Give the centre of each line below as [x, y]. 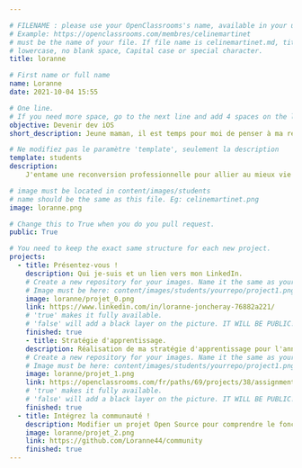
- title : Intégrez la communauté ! [84, 416]
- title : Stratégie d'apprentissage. [96, 340]
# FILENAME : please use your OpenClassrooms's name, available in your [148, 25]
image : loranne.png [46, 208]
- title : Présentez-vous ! [68, 265]
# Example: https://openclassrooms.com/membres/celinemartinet [130, 34]
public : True [34, 232]
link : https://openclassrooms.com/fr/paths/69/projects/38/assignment [160, 382]
